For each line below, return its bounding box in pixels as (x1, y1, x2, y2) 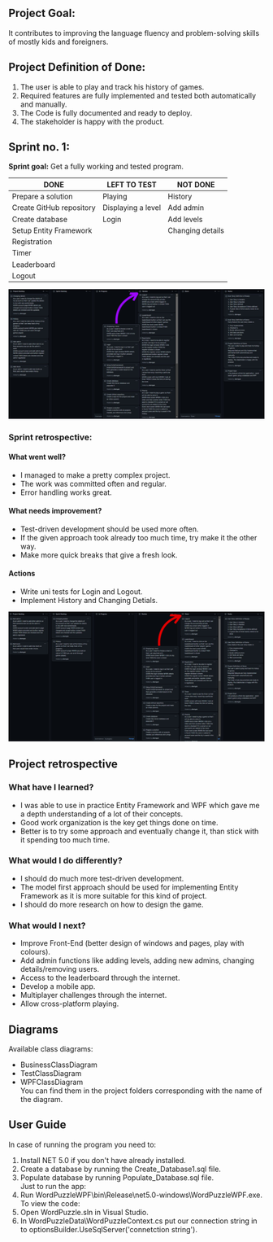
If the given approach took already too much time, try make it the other (19, 532, 258, 542)
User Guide (8, 1118, 67, 1132)
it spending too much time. (19, 834, 110, 845)
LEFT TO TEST (106, 179, 157, 190)
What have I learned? (8, 781, 94, 793)
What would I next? (8, 920, 86, 931)
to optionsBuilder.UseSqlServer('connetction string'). (19, 1224, 197, 1234)
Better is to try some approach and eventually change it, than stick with (19, 826, 259, 836)
